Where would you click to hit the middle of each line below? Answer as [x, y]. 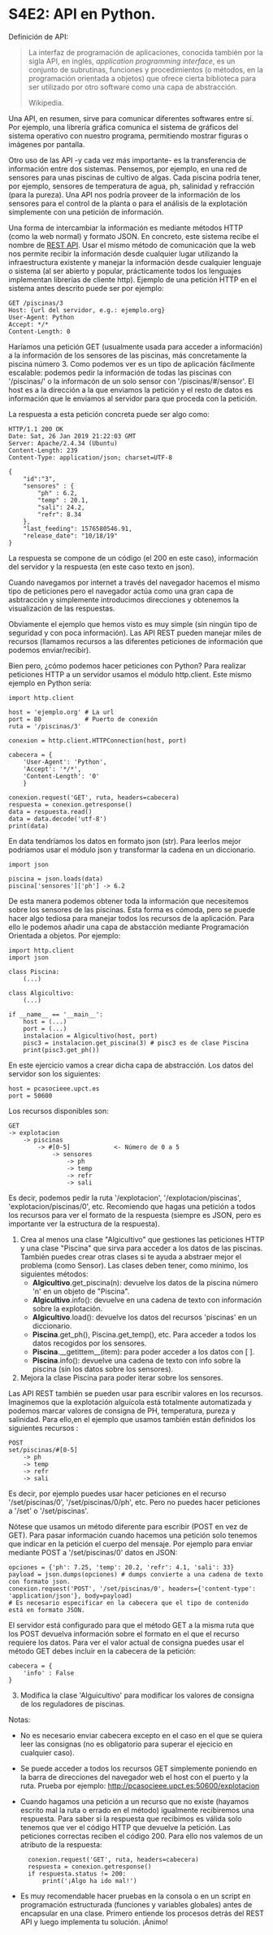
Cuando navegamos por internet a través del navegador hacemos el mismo [134, 582]
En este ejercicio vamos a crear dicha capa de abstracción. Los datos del [131, 1065]
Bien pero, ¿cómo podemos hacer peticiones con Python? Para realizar [127, 665]
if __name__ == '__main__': [56, 1014]
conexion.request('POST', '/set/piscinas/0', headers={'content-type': [132, 1589]
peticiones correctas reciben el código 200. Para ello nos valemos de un [141, 1836]
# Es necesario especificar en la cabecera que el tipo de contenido [129, 1602]
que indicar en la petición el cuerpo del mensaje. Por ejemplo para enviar [131, 1544]
